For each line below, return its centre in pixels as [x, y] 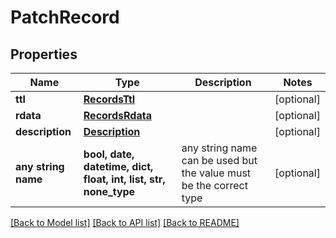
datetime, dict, [118, 166]
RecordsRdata [117, 115]
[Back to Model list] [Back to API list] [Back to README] [125, 222]
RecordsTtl [109, 99]
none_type [109, 191]
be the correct [214, 185]
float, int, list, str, [124, 179]
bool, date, [109, 154]
